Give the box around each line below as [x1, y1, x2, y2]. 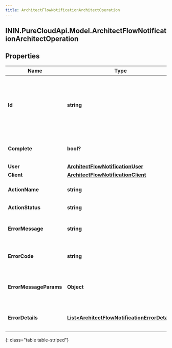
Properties [5, 52, 40, 60]
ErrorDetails [8, 314, 38, 321]
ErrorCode [8, 252, 34, 259]
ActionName [8, 186, 39, 193]
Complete [8, 145, 32, 152]
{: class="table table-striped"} [5, 337, 69, 343]
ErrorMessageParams [8, 283, 62, 290]
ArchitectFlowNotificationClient [67, 171, 146, 178]
